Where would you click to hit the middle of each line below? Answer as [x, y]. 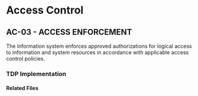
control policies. [26, 59]
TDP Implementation [36, 74]
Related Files [22, 88]
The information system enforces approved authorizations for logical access [99, 46]
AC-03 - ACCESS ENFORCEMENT [69, 32]
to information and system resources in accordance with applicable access [98, 52]
